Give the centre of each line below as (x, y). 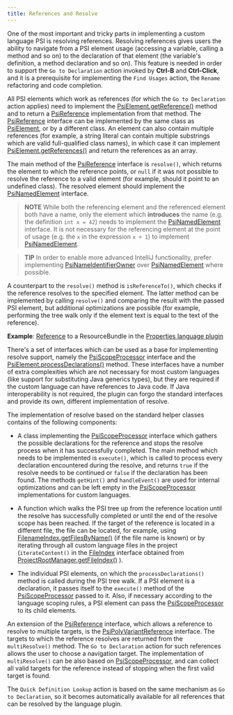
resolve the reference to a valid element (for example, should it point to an (113, 179)
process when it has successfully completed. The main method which (117, 450)
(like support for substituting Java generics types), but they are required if (113, 379)
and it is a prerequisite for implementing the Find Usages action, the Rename (114, 78)
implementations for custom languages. (74, 495)
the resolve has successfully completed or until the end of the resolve (117, 515)
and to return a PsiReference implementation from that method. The (104, 113)
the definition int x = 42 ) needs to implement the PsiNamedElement (122, 222)
